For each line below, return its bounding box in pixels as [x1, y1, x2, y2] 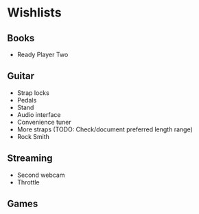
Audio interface [16, 110, 61, 118]
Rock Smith [16, 132, 50, 140]
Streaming [7, 153, 53, 164]
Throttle [16, 178, 40, 186]
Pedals [16, 96, 37, 104]
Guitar [7, 70, 35, 82]
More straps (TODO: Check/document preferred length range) [16, 125, 194, 133]
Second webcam [16, 171, 65, 179]
